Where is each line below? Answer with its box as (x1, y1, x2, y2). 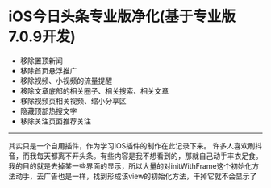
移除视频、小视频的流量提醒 (19, 76, 113, 86)
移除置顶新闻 (19, 56, 63, 65)
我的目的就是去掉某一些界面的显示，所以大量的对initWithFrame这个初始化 (8, 161, 252, 170)
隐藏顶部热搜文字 (19, 106, 77, 115)
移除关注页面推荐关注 (19, 116, 91, 126)
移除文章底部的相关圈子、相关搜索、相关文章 (19, 86, 169, 95)
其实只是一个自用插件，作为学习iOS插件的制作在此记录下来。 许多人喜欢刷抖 (8, 140, 263, 150)
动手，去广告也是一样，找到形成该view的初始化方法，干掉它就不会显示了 (15, 171, 257, 181)
